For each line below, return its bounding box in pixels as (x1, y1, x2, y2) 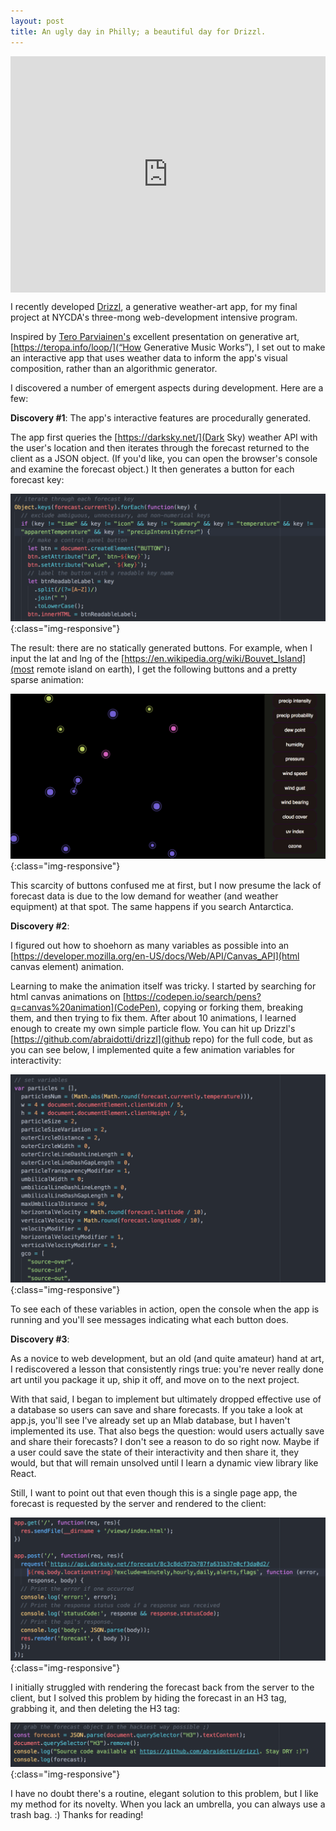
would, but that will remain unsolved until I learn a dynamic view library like (10, 1456, 319, 1469)
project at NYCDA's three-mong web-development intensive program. (10, 311, 298, 323)
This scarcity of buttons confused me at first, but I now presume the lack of (10, 879, 322, 891)
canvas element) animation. (10, 960, 125, 972)
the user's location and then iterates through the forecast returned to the (10, 441, 310, 454)
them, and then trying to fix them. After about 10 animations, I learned (10, 1011, 297, 1024)
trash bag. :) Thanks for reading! (10, 1808, 144, 1820)
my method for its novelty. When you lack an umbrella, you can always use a (10, 1798, 326, 1810)
